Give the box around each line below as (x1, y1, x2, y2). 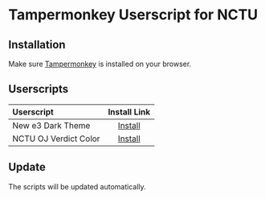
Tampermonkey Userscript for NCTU (8, 6, 259, 24)
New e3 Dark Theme (12, 119, 91, 131)
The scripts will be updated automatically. (8, 181, 146, 191)
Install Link (108, 106, 151, 118)
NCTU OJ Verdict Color (12, 133, 100, 144)
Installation (8, 38, 66, 52)
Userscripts (8, 82, 69, 96)
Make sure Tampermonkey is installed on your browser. (8, 59, 192, 68)
